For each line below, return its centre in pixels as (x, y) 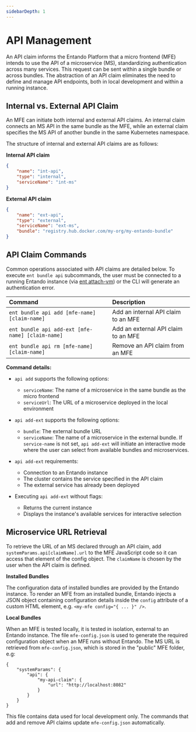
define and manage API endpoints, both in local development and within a (95, 81)
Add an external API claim (147, 329)
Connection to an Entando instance (65, 472)
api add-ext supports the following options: (67, 420)
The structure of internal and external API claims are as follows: (82, 144)
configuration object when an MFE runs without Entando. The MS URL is (93, 641)
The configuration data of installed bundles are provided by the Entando (92, 588)
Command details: (29, 367)
